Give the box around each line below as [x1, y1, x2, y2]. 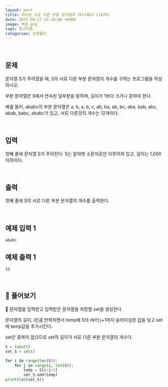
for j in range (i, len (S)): [14, 363, 74, 368]
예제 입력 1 [5, 224, 37, 232]
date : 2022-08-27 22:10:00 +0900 [5, 17, 76, 22]
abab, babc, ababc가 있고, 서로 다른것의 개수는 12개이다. [5, 110, 119, 116]
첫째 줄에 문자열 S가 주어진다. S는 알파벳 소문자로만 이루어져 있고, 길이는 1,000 [5, 151, 161, 157]
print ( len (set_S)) [5, 377, 44, 382]
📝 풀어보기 [5, 291, 37, 300]
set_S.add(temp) [23, 372, 58, 377]
